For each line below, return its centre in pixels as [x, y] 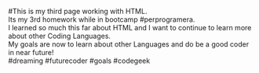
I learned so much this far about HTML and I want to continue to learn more [130, 28]
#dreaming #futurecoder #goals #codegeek [79, 61]
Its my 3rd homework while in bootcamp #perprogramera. [102, 19]
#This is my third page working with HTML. [78, 11]
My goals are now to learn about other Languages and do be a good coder [129, 44]
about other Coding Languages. [60, 36]
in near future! [31, 52]
